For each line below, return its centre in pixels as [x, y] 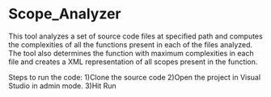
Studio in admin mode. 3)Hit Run [63, 86]
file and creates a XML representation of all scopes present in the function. [133, 62]
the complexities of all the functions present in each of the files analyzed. [131, 44]
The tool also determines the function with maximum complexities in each [131, 53]
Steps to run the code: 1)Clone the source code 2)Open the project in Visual [135, 77]
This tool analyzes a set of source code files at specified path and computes [135, 36]
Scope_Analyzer [65, 14]
